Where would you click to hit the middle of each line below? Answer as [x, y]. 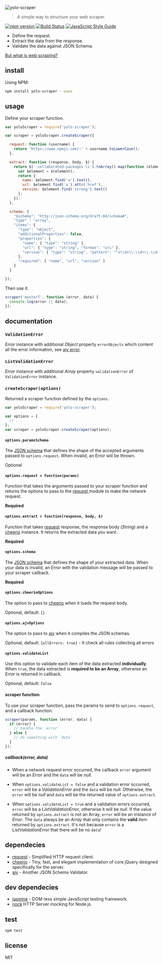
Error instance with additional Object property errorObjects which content [79, 344]
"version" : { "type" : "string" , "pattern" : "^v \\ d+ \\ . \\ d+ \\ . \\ [89, 252]
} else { [18, 733]
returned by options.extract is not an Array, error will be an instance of [84, 814]
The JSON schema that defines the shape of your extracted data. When [77, 562]
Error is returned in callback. [33, 674]
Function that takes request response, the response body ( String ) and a [76, 527]
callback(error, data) [26, 757]
